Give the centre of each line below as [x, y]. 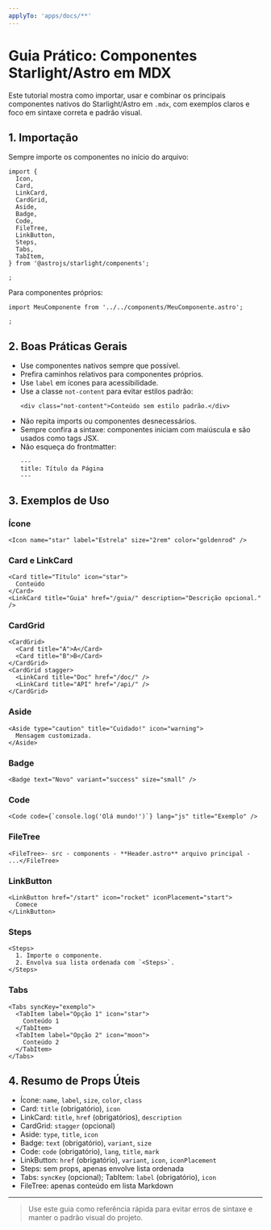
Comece [27, 904]
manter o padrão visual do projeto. [85, 1218]
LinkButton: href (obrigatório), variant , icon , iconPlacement [118, 1160]
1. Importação [44, 138]
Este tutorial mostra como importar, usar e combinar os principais [117, 95]
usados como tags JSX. [59, 438]
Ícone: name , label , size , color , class [81, 1100]
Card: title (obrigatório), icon [70, 1109]
